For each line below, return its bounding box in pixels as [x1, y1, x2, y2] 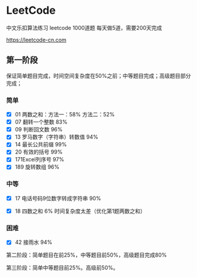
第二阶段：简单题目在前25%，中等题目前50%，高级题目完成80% [6, 251, 167, 258]
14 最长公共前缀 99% [14, 141, 67, 148]
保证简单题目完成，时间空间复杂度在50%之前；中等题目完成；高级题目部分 [6, 72, 191, 79]
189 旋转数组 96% [14, 163, 60, 171]
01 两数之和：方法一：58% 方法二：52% [14, 111, 115, 118]
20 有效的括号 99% [14, 148, 63, 156]
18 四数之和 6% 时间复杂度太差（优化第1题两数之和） [14, 207, 146, 215]
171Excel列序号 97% [14, 156, 65, 163]
